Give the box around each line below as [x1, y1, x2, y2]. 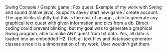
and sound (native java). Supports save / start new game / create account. [5, 9, 159, 15]
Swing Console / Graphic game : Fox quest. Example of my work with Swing [5, 4, 162, 10]
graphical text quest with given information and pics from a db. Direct [5, 20, 149, 26]
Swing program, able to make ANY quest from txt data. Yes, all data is [5, 31, 149, 36]
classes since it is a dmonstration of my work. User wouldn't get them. [5, 41, 150, 47]
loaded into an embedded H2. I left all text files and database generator [5, 36, 152, 42]
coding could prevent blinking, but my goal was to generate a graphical [5, 25, 152, 31]
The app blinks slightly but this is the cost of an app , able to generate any [5, 15, 158, 20]
